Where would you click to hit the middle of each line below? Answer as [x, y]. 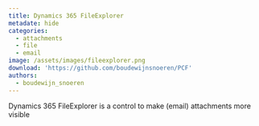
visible [19, 114]
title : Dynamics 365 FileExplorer [66, 16]
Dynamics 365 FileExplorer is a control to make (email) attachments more [130, 106]
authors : [23, 75]
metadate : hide [34, 23]
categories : [28, 30]
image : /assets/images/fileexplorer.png [77, 61]
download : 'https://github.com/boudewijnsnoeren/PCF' [101, 68]
